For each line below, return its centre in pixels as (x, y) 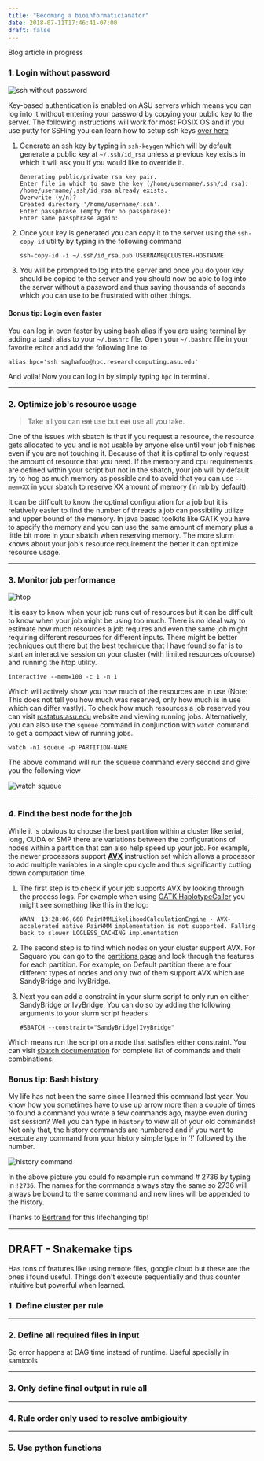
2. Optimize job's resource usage (73, 404)
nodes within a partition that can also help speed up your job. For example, (129, 848)
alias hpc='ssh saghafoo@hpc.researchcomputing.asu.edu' (103, 362)
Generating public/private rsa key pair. (88, 177)
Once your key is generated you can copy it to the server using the (127, 232)
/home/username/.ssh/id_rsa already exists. (93, 190)
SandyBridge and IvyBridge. (65, 981)
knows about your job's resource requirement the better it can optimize (123, 544)
